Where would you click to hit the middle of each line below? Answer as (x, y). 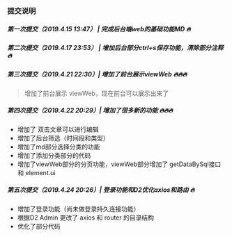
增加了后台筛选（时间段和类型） (63, 138)
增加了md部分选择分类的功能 (59, 147)
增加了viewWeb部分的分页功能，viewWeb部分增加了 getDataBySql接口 (119, 164)
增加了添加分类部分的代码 (54, 155)
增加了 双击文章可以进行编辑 (58, 129)
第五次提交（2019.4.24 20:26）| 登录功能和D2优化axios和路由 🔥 (101, 190)
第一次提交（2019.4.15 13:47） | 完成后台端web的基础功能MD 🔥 (99, 28)
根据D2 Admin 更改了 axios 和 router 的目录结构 (86, 218)
